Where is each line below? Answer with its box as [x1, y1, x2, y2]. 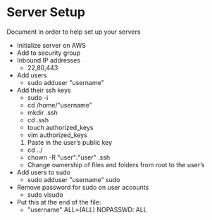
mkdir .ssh [27, 108, 58, 117]
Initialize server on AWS [16, 41, 86, 49]
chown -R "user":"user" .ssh [27, 153, 111, 162]
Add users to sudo [16, 168, 71, 176]
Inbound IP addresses [16, 56, 81, 64]
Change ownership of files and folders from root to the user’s [27, 160, 205, 169]
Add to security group [16, 48, 81, 57]
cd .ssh [27, 115, 49, 124]
